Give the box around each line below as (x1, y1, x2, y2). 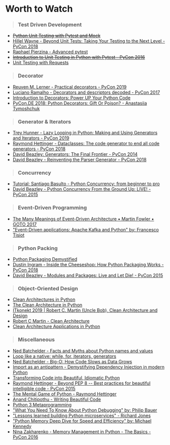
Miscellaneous (17, 336, 55, 343)
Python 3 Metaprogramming (12, 401, 72, 407)
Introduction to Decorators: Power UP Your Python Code (12, 94, 131, 100)
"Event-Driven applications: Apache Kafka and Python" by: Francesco (12, 226, 159, 232)
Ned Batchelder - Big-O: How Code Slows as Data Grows (12, 358, 132, 364)
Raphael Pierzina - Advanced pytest (12, 49, 88, 55)
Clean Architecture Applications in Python (12, 323, 100, 330)
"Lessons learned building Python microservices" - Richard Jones (12, 412, 151, 419)
